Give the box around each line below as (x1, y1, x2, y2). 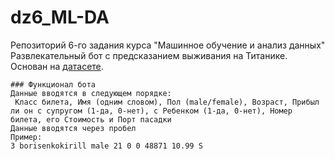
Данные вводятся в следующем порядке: (10, 88, 172, 98)
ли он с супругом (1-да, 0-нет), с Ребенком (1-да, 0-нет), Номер (10, 106, 293, 116)
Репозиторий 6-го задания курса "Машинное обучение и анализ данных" (10, 39, 326, 51)
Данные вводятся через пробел (10, 123, 137, 133)
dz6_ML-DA (10, 6, 110, 29)
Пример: (10, 132, 43, 142)
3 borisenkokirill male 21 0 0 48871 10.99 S (10, 141, 203, 151)
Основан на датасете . (10, 60, 104, 72)
